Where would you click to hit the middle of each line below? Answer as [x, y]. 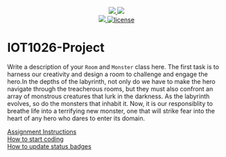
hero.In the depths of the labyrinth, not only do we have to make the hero [112, 81]
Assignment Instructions [42, 131]
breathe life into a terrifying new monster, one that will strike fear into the [111, 111]
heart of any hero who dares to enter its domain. [76, 118]
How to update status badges [49, 146]
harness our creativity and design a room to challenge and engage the [107, 74]
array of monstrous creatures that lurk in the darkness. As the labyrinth [108, 96]
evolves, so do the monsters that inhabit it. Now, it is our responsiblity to [110, 103]
